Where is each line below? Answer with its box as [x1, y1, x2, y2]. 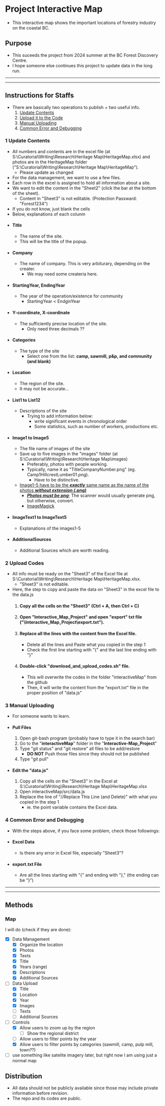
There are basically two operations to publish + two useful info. [12, 104, 140, 110]
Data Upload [12, 980, 38, 986]
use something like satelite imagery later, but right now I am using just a [12, 1052, 157, 1058]
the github [27, 679, 48, 685]
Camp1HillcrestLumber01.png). [27, 472, 89, 478]
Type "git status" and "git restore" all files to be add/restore [19, 746, 140, 752]
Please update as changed [19, 169, 74, 175]
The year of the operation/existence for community [19, 293, 123, 299]
